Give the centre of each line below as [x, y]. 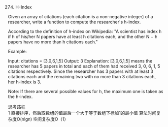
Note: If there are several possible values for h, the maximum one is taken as [86, 91]
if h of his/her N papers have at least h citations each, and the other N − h [83, 37]
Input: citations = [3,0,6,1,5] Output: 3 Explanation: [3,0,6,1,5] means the [80, 61]
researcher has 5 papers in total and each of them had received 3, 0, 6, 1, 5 [84, 66]
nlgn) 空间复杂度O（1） [45, 119]
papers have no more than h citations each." [53, 42]
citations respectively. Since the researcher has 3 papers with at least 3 [81, 71]
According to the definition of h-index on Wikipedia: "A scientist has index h [85, 31]
